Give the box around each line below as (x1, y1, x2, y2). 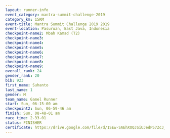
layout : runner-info (5, 7, 49, 13)
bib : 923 (5, 78, 24, 83)
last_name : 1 (5, 87, 33, 93)
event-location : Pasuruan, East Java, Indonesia (5, 26, 110, 31)
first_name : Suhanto (5, 82, 49, 87)
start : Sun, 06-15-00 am (5, 102, 58, 107)
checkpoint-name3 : (5, 36, 44, 41)
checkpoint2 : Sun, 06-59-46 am (5, 106, 71, 111)
